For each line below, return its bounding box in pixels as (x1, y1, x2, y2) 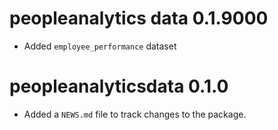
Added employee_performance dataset (23, 40, 177, 52)
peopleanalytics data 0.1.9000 (9, 7, 269, 30)
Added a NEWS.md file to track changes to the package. (23, 108, 247, 120)
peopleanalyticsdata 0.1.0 (9, 75, 229, 98)
